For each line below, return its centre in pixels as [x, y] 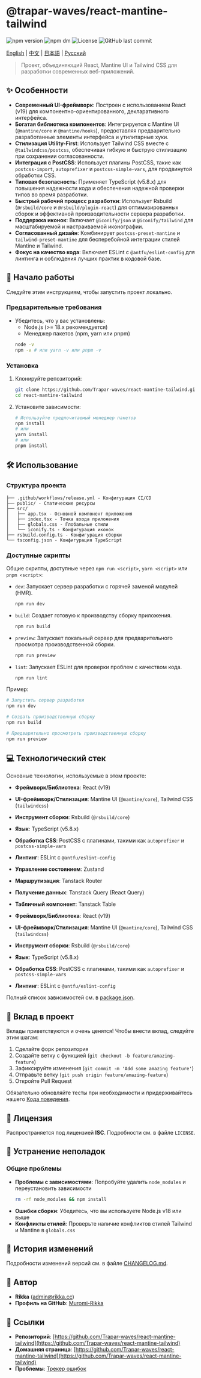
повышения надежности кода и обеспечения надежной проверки [99, 188]
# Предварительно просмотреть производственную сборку [76, 733]
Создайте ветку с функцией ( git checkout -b [72, 1056]
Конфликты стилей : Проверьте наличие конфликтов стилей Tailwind [103, 1223]
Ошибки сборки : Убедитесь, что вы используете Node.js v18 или [98, 1211]
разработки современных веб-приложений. [78, 71]
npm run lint [31, 678]
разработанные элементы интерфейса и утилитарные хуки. [92, 137]
